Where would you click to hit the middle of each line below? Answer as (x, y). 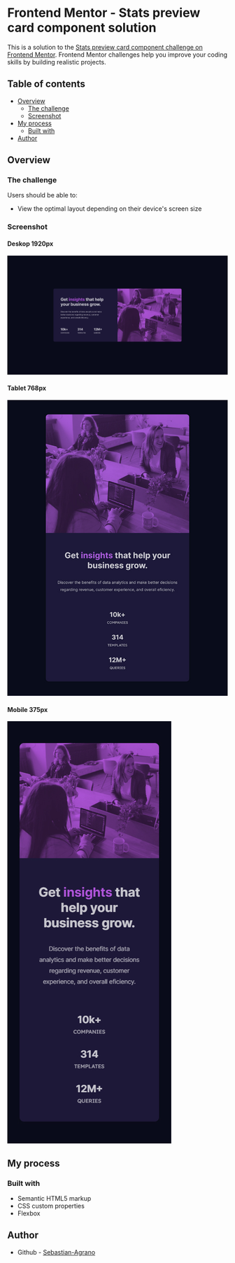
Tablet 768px (27, 388)
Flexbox (29, 1213)
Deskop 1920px (30, 244)
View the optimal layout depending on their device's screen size (109, 209)
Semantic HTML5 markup (54, 1198)
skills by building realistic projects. (57, 62)
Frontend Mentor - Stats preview (104, 13)
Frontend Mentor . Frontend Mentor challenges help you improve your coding (117, 55)
